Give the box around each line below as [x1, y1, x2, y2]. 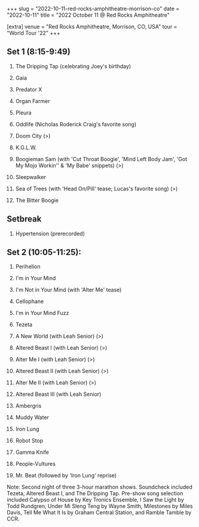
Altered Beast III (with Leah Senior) [15, 390, 102, 398]
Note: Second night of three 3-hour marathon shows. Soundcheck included [7, 483, 193, 490]
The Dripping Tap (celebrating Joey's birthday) [15, 62, 131, 69]
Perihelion [15, 263, 41, 270]
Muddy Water [15, 414, 50, 421]
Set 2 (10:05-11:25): [7, 247, 81, 258]
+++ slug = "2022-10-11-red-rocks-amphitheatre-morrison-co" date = [7, 5, 180, 12]
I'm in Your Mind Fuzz [15, 310, 69, 317]
